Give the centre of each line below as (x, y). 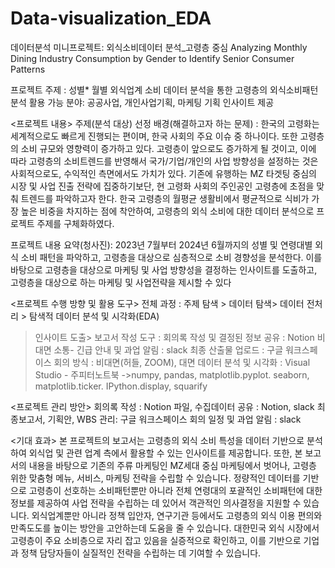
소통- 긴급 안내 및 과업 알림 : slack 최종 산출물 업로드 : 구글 (168, 349)
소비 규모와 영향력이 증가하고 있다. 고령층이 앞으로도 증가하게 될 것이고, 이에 (168, 148)
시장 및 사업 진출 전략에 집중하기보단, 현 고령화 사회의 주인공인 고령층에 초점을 (162, 186)
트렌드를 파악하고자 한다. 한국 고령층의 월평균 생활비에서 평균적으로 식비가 (165, 198)
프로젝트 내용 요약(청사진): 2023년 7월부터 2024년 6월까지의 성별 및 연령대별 (161, 244)
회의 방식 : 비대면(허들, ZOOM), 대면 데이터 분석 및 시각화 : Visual (182, 362)
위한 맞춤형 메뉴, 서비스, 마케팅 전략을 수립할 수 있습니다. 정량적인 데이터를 (155, 478)
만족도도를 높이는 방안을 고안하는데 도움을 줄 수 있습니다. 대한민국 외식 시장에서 (165, 528)
